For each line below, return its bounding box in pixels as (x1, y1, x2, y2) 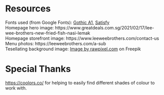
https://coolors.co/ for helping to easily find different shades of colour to (5, 80, 155, 86)
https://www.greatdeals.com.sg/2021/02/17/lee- (55, 24, 154, 30)
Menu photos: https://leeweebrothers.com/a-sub (5, 40, 106, 46)
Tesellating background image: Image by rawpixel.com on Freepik (5, 46, 141, 52)
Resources (5, 3, 51, 14)
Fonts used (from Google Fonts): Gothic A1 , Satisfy (5, 19, 110, 25)
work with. (5, 85, 27, 91)
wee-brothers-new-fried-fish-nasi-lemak (5, 30, 90, 36)
